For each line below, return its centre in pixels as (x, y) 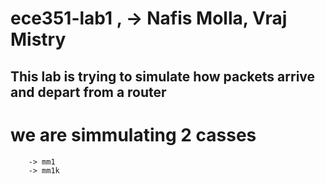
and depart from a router (88, 92)
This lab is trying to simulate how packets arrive (163, 76)
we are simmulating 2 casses (133, 134)
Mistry (38, 39)
